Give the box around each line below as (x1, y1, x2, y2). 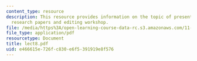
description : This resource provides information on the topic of (6, 14, 172, 20)
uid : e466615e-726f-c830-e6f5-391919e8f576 (6, 46, 114, 52)
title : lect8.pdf (6, 41, 49, 47)
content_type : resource (6, 8, 64, 15)
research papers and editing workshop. (11, 19, 109, 25)
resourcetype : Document (6, 35, 64, 41)
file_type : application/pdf (6, 30, 75, 36)
